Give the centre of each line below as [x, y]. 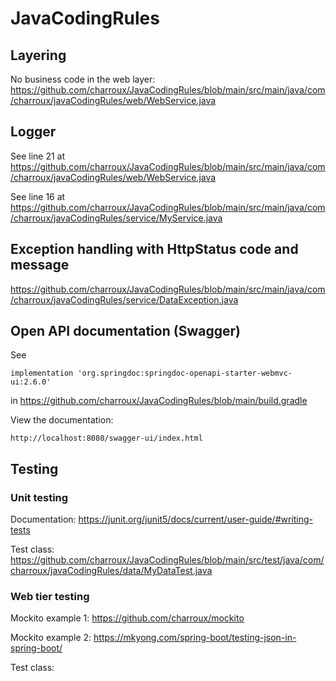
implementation [42, 373]
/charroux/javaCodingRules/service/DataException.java [124, 299]
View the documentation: [62, 420]
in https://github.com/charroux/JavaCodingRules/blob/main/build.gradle [159, 401]
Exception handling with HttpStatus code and [154, 249]
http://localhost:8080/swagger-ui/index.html [106, 438]
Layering [38, 55]
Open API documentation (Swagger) [125, 331]
